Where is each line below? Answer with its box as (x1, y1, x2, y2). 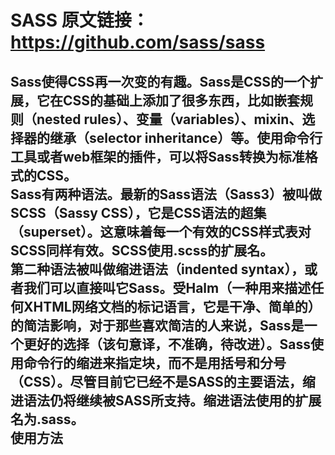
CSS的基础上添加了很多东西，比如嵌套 (62, 92, 301, 109)
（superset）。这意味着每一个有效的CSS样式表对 (10, 223, 312, 240)
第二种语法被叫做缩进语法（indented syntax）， (10, 261, 305, 278)
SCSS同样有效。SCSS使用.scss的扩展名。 (10, 242, 274, 259)
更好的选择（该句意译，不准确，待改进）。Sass (23, 336, 311, 353)
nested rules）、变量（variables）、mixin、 (36, 111, 303, 128)
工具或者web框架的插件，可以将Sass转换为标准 (10, 148, 305, 165)
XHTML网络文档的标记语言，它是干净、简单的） (23, 298, 322, 315)
